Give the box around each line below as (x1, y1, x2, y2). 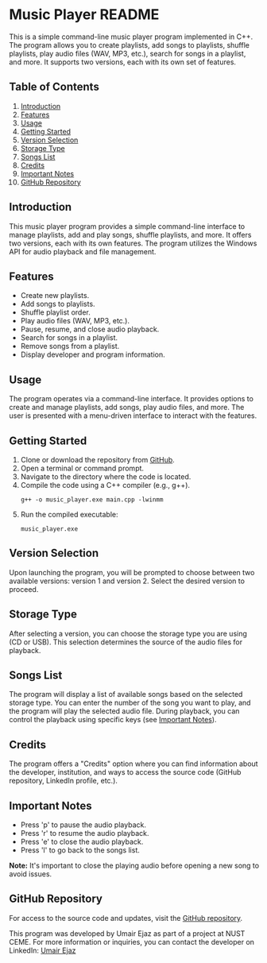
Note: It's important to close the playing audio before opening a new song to (9, 861, 260, 871)
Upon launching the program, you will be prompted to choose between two (9, 567, 255, 577)
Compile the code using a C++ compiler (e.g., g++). (20, 481, 190, 489)
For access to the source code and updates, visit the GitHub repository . (9, 913, 243, 922)
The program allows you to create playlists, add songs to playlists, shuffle (9, 40, 250, 49)
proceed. (9, 584, 39, 594)
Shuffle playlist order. (20, 307, 91, 317)
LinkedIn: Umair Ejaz (9, 946, 76, 955)
